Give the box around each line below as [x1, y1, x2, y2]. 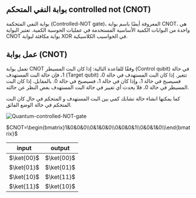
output [50, 144, 70, 152]
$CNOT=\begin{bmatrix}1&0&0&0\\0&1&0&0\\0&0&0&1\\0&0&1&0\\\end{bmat [6, 124, 191, 131]
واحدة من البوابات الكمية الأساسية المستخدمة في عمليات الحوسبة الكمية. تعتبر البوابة [6, 26, 190, 33]
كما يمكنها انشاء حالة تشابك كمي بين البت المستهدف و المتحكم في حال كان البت [6, 95, 180, 102]
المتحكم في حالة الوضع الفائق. [6, 101, 72, 108]
